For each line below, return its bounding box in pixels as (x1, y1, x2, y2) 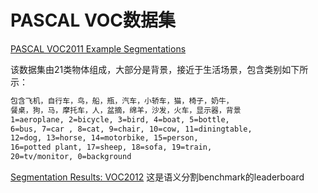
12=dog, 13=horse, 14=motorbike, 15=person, (10, 133, 199, 143)
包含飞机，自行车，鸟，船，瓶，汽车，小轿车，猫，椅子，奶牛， (10, 96, 234, 106)
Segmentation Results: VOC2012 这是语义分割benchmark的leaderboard (10, 171, 305, 183)
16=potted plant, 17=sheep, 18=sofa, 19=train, (10, 142, 213, 153)
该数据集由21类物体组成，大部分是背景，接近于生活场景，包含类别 (10, 63, 283, 75)
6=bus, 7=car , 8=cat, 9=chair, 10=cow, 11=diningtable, (10, 124, 253, 134)
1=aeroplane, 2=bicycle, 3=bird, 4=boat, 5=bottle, (10, 114, 230, 125)
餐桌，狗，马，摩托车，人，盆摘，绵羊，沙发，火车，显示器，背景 (10, 105, 242, 115)
